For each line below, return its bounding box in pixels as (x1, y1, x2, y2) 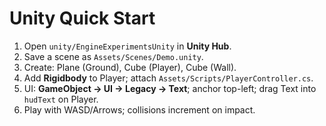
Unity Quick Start (9, 7, 156, 30)
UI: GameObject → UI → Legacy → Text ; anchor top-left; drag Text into (23, 82, 317, 94)
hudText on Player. (23, 93, 99, 105)
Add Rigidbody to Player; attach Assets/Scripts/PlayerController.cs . (23, 72, 314, 84)
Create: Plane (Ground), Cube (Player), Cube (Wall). (23, 61, 237, 73)
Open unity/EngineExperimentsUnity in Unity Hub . (23, 40, 232, 52)
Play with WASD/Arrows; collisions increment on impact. (23, 103, 256, 116)
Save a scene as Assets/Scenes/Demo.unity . (23, 50, 204, 62)
